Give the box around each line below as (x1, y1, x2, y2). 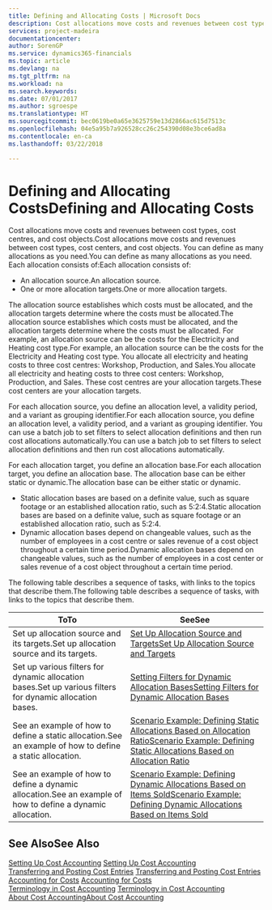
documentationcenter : (8, 34, 82, 43)
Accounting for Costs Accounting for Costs (8, 875, 152, 885)
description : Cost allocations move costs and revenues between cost (8, 19, 249, 28)
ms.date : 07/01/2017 (8, 95, 79, 103)
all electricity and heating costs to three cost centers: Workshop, (8, 369, 224, 379)
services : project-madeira (8, 27, 100, 35)
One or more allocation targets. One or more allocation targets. (19, 284, 227, 294)
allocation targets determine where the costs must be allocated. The (8, 308, 234, 318)
